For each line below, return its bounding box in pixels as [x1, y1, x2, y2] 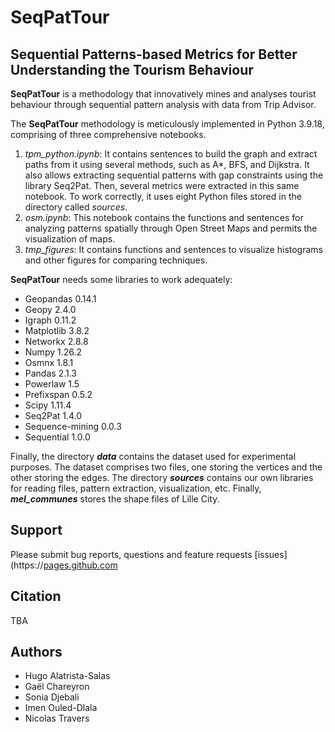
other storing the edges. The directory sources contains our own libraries [10, 472, 314, 483]
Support [10, 522, 63, 539]
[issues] [254, 548, 288, 560]
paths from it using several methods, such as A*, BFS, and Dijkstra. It [24, 159, 310, 170]
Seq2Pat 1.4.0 [24, 410, 83, 421]
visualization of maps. [24, 233, 116, 245]
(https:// [10, 559, 44, 571]
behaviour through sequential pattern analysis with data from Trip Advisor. [10, 99, 317, 110]
